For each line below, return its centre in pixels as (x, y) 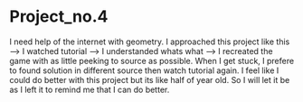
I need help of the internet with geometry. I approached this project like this (150, 42)
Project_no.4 (59, 17)
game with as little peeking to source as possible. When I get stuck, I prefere (152, 60)
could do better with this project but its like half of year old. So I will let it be (150, 79)
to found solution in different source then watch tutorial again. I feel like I (144, 70)
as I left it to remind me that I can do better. (90, 89)
